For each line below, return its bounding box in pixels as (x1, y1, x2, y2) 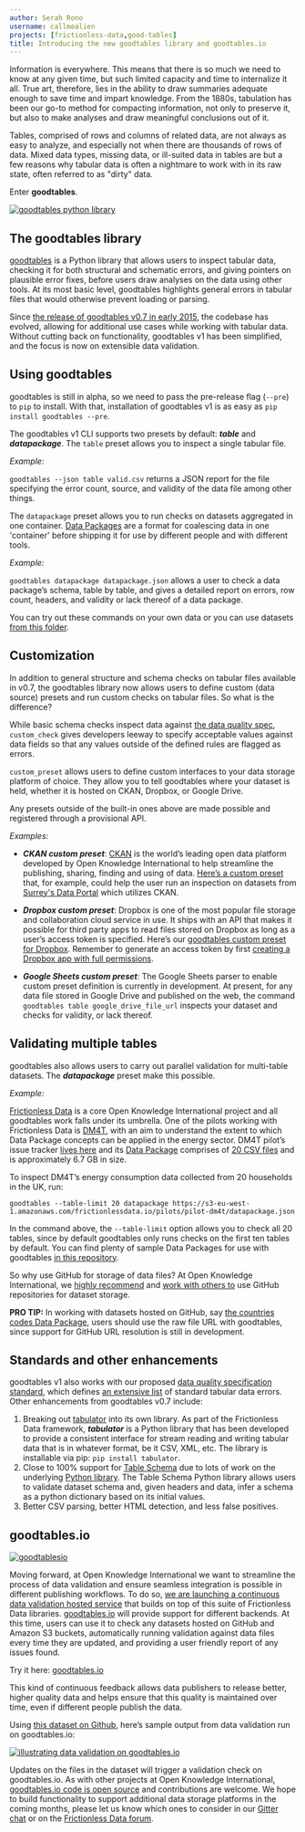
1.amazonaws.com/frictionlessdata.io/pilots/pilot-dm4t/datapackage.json (9, 1207, 296, 1216)
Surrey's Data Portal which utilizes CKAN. (22, 886, 179, 897)
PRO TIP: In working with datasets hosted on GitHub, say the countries (9, 1306, 275, 1317)
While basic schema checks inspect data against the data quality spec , (9, 718, 276, 730)
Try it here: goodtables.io (9, 1665, 105, 1676)
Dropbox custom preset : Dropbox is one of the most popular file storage (22, 905, 296, 916)
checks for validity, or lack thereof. (22, 1010, 153, 1021)
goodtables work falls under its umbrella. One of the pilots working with (9, 1115, 278, 1125)
